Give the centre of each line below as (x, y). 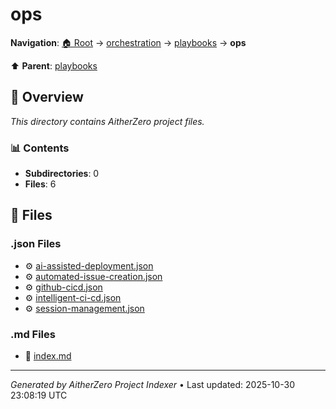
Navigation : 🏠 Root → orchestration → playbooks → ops (128, 42)
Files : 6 (40, 184)
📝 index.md (48, 356)
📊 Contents (40, 148)
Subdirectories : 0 (62, 174)
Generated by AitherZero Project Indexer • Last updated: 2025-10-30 (152, 385)
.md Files (33, 334)
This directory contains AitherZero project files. (107, 121)
